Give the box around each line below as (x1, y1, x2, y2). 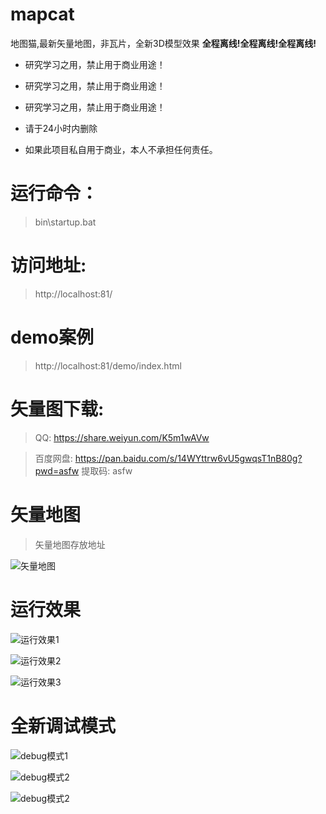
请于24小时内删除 (24, 122, 98, 134)
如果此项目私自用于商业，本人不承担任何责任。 (24, 143, 218, 155)
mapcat (10, 3, 75, 26)
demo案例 (10, 326, 95, 348)
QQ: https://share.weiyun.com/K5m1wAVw (34, 431, 210, 443)
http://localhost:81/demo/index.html (34, 359, 182, 372)
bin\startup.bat (34, 216, 97, 228)
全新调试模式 (10, 714, 117, 737)
